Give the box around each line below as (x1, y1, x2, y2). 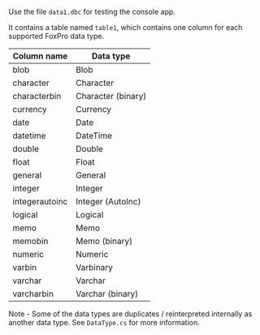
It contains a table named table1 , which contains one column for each (8, 23, 243, 32)
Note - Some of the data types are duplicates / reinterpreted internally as (8, 309, 253, 319)
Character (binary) (76, 91, 147, 101)
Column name (12, 50, 68, 62)
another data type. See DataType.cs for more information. (8, 318, 201, 327)
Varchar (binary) (76, 288, 139, 299)
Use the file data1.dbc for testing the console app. (8, 7, 176, 16)
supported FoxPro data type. (8, 32, 104, 41)
